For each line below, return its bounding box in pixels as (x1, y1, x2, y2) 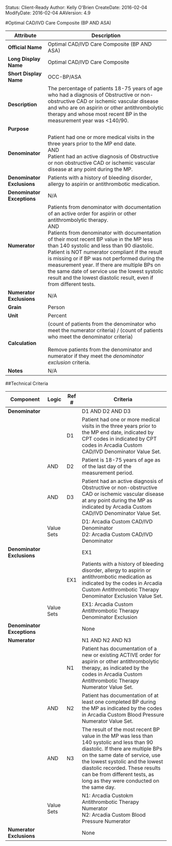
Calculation (8, 340, 37, 347)
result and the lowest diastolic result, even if (48, 274, 154, 281)
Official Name (8, 44, 42, 51)
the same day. (81, 784, 116, 791)
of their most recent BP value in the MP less (48, 236, 153, 243)
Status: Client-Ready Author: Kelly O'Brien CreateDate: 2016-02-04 (5, 5, 147, 10)
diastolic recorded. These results (81, 764, 161, 772)
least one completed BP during (81, 698, 156, 705)
